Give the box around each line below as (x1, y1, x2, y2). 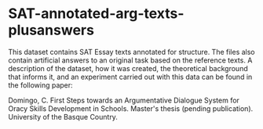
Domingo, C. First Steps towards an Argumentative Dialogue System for (8, 95, 239, 105)
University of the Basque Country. (8, 112, 118, 121)
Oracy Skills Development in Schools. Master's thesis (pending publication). (8, 103, 254, 113)
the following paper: (8, 80, 73, 90)
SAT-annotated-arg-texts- (8, 5, 184, 23)
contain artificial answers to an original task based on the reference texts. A (8, 56, 253, 65)
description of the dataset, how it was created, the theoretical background (8, 63, 249, 73)
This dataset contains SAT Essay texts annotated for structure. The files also (8, 47, 255, 56)
